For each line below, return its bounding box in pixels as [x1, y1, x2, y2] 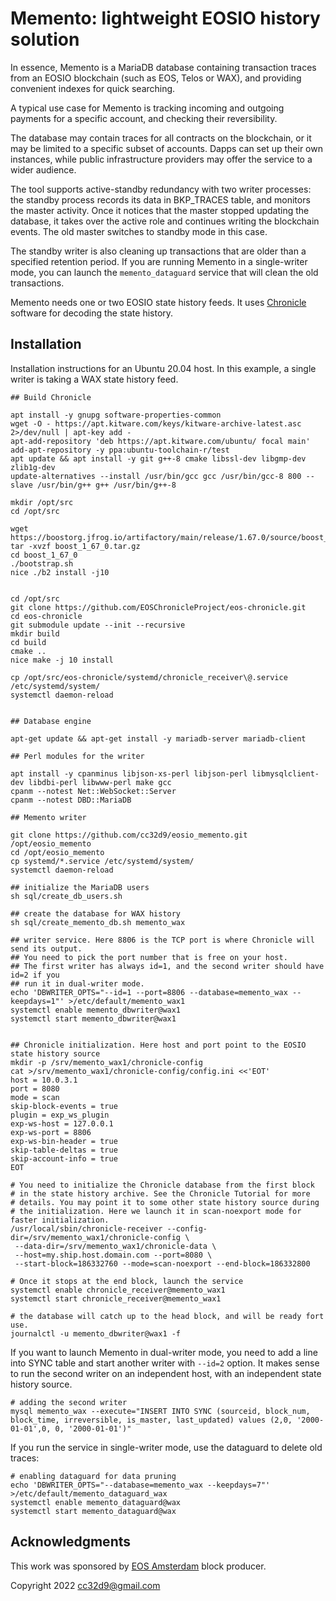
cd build [10, 637, 47, 647]
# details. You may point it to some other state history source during [10, 1197, 320, 1207]
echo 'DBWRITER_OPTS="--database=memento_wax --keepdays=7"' [10, 1480, 271, 1490]
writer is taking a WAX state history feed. [10, 373, 179, 385]
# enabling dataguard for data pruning [10, 1471, 177, 1481]
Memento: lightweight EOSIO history [10, 7, 321, 30]
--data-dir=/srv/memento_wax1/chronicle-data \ [14, 1241, 217, 1251]
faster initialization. [10, 1215, 110, 1225]
